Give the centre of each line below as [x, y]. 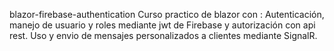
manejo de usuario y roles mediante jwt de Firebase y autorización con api [162, 25]
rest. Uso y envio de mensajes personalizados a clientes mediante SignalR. [163, 35]
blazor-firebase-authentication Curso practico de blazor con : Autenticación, [167, 14]
